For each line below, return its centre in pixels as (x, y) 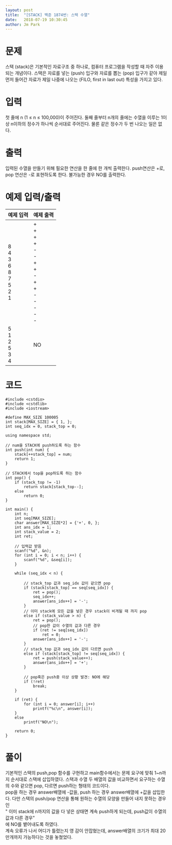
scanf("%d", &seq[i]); (48, 560)
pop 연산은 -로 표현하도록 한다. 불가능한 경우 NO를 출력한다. (66, 175)
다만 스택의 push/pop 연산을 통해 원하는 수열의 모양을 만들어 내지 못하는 (84, 798)
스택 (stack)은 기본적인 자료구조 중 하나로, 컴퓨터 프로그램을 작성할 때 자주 (80, 67)
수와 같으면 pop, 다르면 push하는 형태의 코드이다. (60, 785)
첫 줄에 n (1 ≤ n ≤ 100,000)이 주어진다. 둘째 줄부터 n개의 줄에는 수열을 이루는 (83, 118)
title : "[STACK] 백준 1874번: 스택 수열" (47, 15)
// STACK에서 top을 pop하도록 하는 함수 (44, 473)
